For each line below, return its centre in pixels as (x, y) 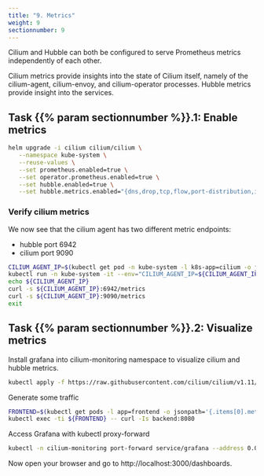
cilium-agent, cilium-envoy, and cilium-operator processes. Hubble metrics (130, 84)
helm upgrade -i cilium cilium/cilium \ (75, 148)
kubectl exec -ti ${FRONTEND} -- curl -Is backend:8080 (101, 419)
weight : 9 (24, 23)
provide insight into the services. (61, 93)
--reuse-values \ (47, 162)
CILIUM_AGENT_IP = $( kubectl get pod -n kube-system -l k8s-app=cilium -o (130, 267)
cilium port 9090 (46, 253)
